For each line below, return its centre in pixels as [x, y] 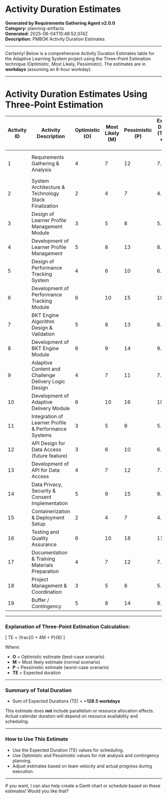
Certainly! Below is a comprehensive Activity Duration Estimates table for [80, 53]
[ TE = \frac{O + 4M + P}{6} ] [35, 638]
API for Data [46, 470]
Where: [13, 647]
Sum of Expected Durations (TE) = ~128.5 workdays [66, 701]
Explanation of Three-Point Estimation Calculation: [68, 627]
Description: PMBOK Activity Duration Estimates [55, 39]
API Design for [48, 443]
